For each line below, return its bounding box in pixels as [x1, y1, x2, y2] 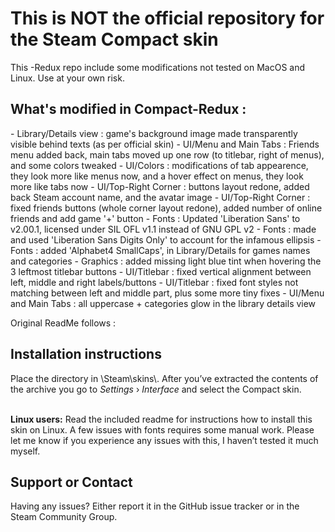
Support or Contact [10, 473, 133, 491]
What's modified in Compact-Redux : [10, 101, 247, 118]
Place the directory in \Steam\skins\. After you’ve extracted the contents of [10, 372, 319, 384]
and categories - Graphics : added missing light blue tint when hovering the [10, 255, 322, 267]
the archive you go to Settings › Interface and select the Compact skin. [10, 383, 302, 395]
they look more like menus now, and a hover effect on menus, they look [10, 170, 304, 182]
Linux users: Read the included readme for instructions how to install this [10, 413, 313, 425]
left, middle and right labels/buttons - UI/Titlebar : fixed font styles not [10, 276, 299, 288]
